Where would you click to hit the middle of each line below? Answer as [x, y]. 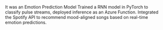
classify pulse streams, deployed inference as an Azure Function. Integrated [82, 12]
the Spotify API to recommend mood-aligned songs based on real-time [77, 17]
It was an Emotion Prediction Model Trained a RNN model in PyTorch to [77, 7]
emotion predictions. [26, 22]
